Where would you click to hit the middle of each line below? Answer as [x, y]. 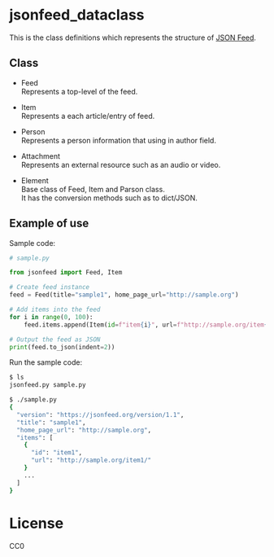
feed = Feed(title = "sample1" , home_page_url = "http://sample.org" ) [124, 295]
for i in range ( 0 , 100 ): [51, 317]
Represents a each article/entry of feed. [88, 116]
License [37, 523]
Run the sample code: [46, 362]
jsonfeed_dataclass [77, 15]
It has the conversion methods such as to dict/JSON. [109, 198]
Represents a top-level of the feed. [79, 91]
